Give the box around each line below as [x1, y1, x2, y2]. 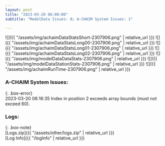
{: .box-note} [5, 124, 31, 130]
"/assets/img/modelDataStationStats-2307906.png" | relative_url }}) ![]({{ [5, 61, 156, 67]
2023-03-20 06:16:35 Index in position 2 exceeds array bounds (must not [5, 95, 157, 101]
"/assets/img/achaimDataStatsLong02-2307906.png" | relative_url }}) [11, 50, 155, 56]
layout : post [5, 7, 32, 12]
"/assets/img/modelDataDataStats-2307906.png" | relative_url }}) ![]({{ [11, 56, 157, 62]
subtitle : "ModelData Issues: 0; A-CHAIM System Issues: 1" [5, 16, 133, 21]
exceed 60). [5, 101, 30, 107]
